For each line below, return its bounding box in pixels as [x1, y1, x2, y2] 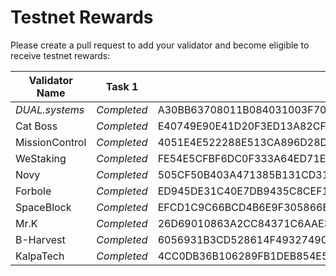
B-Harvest [15, 232, 66, 246]
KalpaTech [15, 249, 65, 263]
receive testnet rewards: [10, 49, 111, 61]
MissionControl [15, 135, 87, 149]
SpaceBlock [15, 200, 72, 214]
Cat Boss [15, 119, 58, 133]
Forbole [15, 184, 52, 198]
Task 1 [105, 79, 139, 93]
